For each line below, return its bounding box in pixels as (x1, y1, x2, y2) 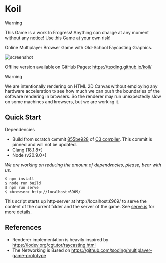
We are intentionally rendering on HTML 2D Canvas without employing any (5, 83, 158, 89)
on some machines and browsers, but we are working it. (5, 98, 120, 105)
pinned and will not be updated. (12, 141, 77, 147)
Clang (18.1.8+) (12, 147, 43, 153)
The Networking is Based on (12, 247, 71, 253)
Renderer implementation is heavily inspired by (12, 236, 109, 242)
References (5, 223, 42, 232)
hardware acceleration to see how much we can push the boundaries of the (5, 88, 160, 94)
